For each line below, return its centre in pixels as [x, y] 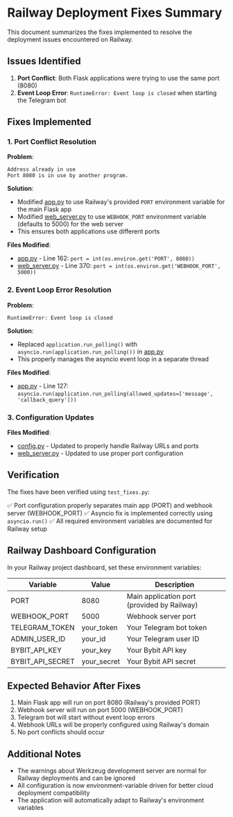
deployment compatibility [53, 793]
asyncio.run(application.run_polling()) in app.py [90, 352]
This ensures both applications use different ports [88, 231]
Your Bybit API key [157, 650]
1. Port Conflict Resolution [52, 142]
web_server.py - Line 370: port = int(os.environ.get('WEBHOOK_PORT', [119, 266]
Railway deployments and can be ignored [76, 778]
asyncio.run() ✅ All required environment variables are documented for [110, 521]
